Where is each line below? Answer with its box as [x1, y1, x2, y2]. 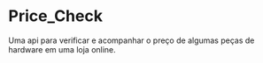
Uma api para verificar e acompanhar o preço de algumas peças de [8, 35, 255, 45]
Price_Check [8, 6, 104, 26]
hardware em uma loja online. [8, 44, 116, 54]
